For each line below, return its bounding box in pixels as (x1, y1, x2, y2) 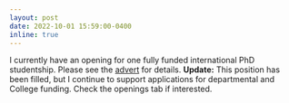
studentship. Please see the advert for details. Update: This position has (9, 64, 280, 75)
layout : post (9, 13, 59, 23)
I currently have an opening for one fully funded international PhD (9, 55, 255, 66)
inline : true (9, 30, 59, 39)
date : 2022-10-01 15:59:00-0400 (9, 22, 132, 31)
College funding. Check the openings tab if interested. (9, 83, 213, 95)
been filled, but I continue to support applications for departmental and (9, 74, 275, 85)
